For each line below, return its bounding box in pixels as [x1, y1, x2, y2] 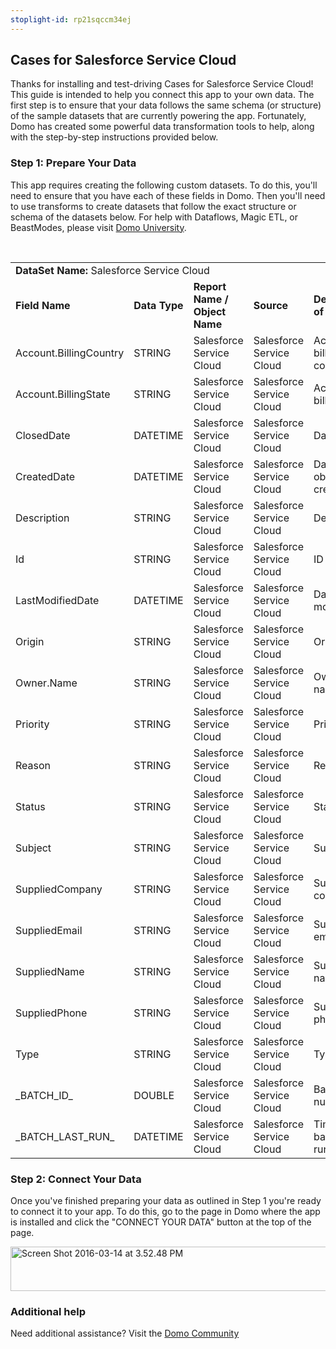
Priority [15, 717, 50, 731]
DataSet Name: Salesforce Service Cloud [15, 263, 210, 277]
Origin [15, 634, 45, 648]
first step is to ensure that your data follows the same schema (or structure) [10, 99, 322, 111]
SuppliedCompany [15, 882, 103, 896]
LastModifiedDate [15, 593, 100, 607]
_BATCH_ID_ [15, 1088, 73, 1102]
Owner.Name [15, 676, 78, 690]
